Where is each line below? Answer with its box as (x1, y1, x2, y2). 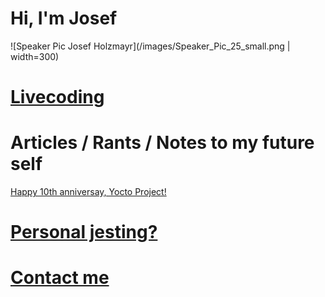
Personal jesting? (10, 221, 158, 244)
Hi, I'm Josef (10, 7, 118, 30)
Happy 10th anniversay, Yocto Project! (10, 186, 167, 198)
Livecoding (10, 86, 105, 109)
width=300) (10, 50, 60, 62)
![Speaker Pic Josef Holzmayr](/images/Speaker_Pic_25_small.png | (10, 40, 291, 52)
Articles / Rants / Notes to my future (10, 132, 315, 154)
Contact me (10, 267, 110, 289)
